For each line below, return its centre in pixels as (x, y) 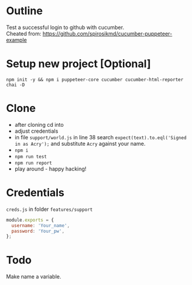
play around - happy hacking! (51, 169)
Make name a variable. (34, 277)
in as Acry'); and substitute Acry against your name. (80, 143)
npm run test (31, 156)
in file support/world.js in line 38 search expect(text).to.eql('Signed (101, 137)
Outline (25, 11)
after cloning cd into (39, 124)
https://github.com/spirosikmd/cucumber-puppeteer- (107, 33)
